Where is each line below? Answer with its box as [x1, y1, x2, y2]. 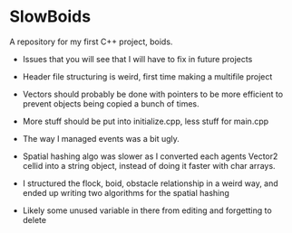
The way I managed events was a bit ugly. [22, 133, 180, 144]
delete [22, 214, 47, 225]
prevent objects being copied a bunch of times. [22, 98, 200, 109]
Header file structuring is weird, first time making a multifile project [22, 70, 273, 82]
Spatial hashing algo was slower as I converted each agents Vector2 [22, 151, 278, 162]
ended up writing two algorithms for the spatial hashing [22, 187, 229, 198]
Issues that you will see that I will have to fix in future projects [22, 53, 253, 64]
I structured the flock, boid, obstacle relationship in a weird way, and [22, 178, 278, 189]
